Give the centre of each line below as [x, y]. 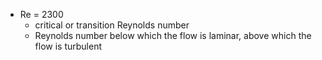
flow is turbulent [68, 46]
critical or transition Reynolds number [112, 25]
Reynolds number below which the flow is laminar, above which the [173, 35]
